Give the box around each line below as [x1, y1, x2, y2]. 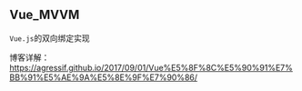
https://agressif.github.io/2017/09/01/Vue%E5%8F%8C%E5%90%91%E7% [9, 62, 294, 73]
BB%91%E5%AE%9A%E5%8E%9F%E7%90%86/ [9, 72, 198, 83]
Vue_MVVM [9, 7, 80, 23]
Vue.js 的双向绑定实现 [9, 32, 90, 44]
